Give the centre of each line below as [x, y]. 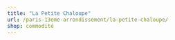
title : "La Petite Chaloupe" [49, 13]
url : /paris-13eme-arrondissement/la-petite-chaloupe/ [88, 20]
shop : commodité [30, 26]
